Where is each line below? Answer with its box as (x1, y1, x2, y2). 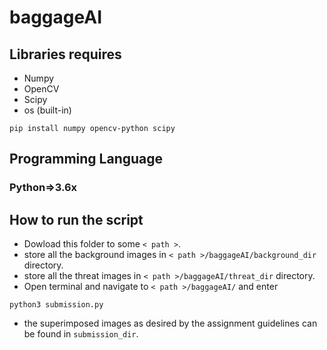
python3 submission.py (9, 300, 104, 310)
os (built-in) (23, 104, 72, 116)
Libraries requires (9, 46, 122, 63)
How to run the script (9, 211, 144, 228)
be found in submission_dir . (23, 328, 139, 340)
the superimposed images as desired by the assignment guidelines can (23, 317, 318, 330)
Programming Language (9, 151, 164, 168)
